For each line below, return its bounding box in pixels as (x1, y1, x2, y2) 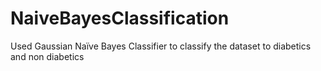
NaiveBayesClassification (10, 7, 230, 30)
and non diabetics (10, 50, 85, 62)
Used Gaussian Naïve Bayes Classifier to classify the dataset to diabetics (10, 40, 312, 52)
